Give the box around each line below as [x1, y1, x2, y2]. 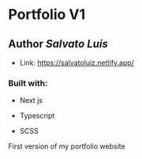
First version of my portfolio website [8, 142, 125, 151]
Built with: [8, 78, 48, 89]
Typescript [19, 111, 55, 120]
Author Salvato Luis [8, 37, 109, 51]
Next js [19, 96, 43, 105]
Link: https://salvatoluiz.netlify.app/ [19, 58, 134, 67]
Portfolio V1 [8, 6, 86, 24]
